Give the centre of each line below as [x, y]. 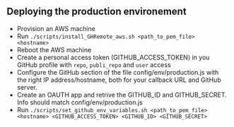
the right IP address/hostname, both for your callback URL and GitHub [119, 80]
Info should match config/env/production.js [80, 102]
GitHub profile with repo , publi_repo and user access [94, 65]
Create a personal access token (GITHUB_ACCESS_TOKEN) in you [113, 57]
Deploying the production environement [96, 12]
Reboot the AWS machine [54, 49]
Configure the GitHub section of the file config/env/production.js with [118, 72]
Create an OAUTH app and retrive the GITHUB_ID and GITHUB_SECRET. [122, 95]
